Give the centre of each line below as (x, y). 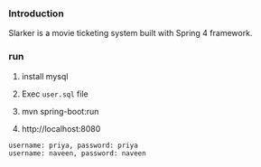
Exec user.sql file (55, 94)
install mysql (45, 76)
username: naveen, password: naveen (77, 153)
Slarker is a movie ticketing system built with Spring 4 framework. (130, 33)
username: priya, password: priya (74, 145)
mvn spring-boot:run (60, 111)
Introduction (36, 14)
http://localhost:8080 (61, 128)
